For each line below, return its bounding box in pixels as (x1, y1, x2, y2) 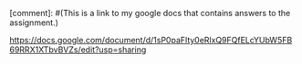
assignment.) (9, 17, 59, 28)
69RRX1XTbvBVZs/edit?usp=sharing (9, 44, 147, 55)
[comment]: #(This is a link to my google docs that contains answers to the (9, 8, 291, 18)
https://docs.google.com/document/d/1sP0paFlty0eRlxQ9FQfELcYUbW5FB (9, 35, 293, 45)
